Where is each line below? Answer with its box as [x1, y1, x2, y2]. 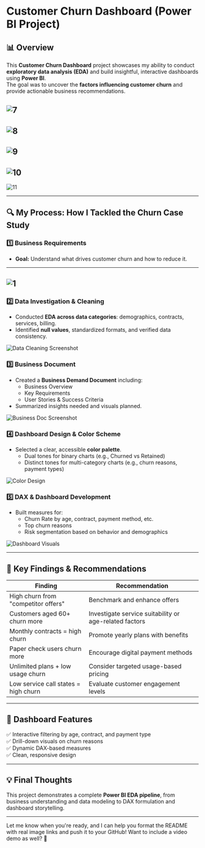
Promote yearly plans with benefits [88, 631, 189, 639]
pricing [88, 670, 109, 678]
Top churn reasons [24, 522, 72, 529]
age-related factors [88, 617, 145, 626]
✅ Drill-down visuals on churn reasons [6, 737, 104, 745]
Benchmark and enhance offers [88, 596, 179, 605]
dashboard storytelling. [6, 804, 65, 811]
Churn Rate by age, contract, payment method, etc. [24, 516, 154, 523]
